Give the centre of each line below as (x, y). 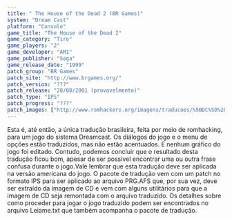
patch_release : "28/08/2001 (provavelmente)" (74, 90)
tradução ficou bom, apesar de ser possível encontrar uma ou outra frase (112, 159)
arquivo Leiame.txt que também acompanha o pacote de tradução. (102, 210)
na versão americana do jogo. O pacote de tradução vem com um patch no (114, 173)
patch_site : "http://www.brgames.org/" (65, 78)
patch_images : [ (30, 110)
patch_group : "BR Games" (43, 71)
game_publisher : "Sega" (41, 59)
